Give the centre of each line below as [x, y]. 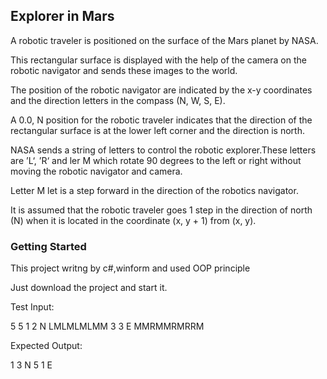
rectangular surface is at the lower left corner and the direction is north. [157, 130]
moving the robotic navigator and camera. [96, 171]
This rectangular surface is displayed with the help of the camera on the [158, 60]
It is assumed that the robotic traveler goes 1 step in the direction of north [161, 210]
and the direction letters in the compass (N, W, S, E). [118, 100]
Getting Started [48, 246]
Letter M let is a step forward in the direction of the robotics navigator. [154, 190]
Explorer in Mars [62, 16]
